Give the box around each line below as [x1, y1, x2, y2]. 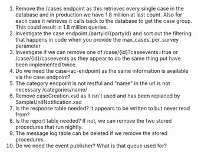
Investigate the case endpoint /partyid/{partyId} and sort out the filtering [15, 30, 192, 37]
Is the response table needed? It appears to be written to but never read [15, 105, 190, 112]
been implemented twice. [15, 61, 77, 68]
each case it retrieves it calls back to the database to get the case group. [15, 18, 193, 24]
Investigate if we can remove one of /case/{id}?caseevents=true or [15, 49, 179, 55]
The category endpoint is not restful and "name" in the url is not [15, 80, 170, 87]
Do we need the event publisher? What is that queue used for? [15, 142, 167, 149]
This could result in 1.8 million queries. [15, 23, 108, 31]
